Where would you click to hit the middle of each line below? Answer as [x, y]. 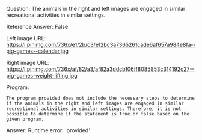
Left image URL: [26, 38]
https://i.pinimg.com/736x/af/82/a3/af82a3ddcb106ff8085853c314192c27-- [100, 69]
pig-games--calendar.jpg [38, 51]
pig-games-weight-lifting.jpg [42, 75]
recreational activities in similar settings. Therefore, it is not [94, 109]
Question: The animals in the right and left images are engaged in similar [96, 9]
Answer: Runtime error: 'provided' [48, 130]
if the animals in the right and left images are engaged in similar [95, 103]
